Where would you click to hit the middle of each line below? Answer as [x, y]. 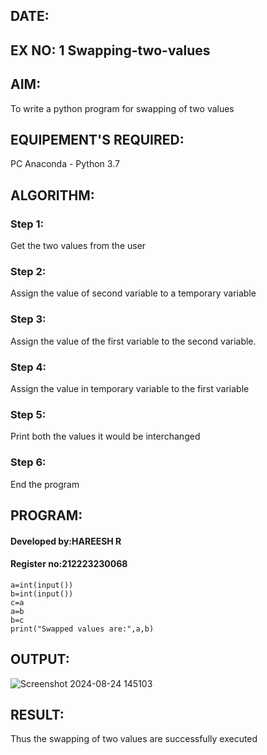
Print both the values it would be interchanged [105, 436]
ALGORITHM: [52, 195]
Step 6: [28, 462]
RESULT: [37, 714]
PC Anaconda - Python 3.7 [65, 164]
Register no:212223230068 [69, 564]
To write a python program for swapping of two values [122, 108]
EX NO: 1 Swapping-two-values [110, 50]
